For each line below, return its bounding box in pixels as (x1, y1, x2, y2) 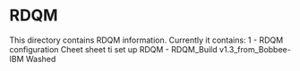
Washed (25, 53, 56, 64)
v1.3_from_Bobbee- (219, 43, 291, 54)
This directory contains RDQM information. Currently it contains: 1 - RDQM (9, 35, 284, 45)
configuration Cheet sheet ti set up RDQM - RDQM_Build (9, 43, 218, 54)
